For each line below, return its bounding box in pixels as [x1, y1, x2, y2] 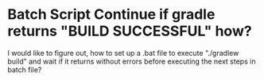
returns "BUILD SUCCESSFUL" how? [7, 22, 252, 40]
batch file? [7, 64, 42, 74]
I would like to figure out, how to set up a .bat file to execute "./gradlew [7, 48, 239, 57]
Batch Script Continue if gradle [7, 6, 215, 24]
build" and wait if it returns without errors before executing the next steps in [7, 57, 256, 66]
